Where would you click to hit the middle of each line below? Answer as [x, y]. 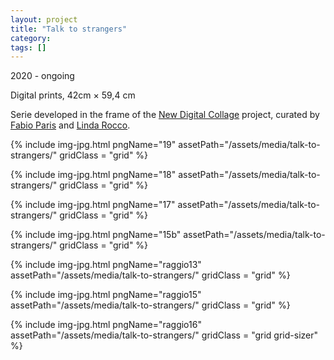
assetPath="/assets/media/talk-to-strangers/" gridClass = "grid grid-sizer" [164, 335]
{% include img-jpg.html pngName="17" [93, 205]
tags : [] [28, 47]
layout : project [44, 19]
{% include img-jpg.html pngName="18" [93, 175]
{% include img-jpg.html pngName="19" [93, 145]
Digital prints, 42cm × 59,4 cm [73, 95]
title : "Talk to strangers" [69, 29]
